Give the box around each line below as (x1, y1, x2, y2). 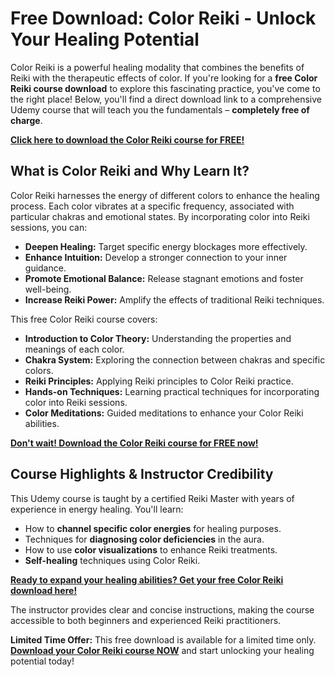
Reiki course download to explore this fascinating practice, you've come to (10, 82, 321, 94)
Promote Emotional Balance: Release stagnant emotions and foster (24, 272, 304, 284)
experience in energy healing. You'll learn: (10, 503, 184, 515)
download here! (10, 584, 78, 596)
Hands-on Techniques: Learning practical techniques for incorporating (24, 385, 320, 397)
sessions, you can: (10, 221, 88, 233)
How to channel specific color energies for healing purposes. (24, 522, 282, 534)
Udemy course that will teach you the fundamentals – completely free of (10, 103, 310, 116)
